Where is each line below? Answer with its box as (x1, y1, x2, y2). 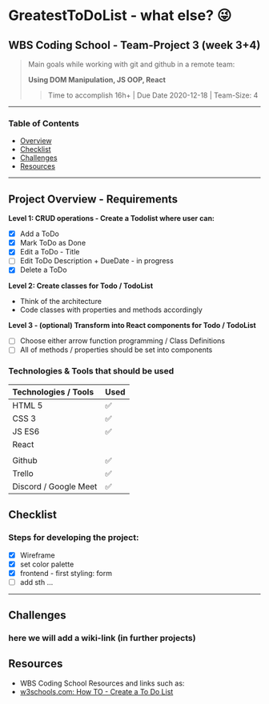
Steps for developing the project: (8, 532, 139, 543)
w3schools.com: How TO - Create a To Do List (19, 686, 174, 696)
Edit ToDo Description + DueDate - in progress (19, 256, 174, 266)
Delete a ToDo (19, 265, 67, 274)
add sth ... (19, 577, 54, 586)
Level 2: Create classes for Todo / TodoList (8, 281, 154, 290)
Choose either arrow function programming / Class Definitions (19, 336, 226, 346)
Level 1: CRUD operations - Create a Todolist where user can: (8, 214, 215, 223)
